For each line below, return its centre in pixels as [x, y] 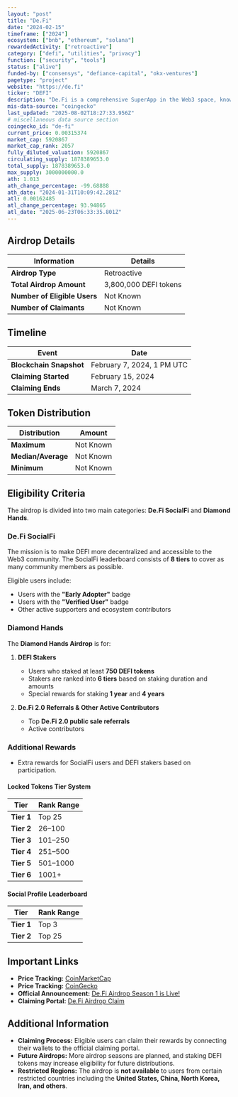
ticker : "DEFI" [30, 93]
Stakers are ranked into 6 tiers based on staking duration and [118, 679]
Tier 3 [21, 841]
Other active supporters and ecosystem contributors [94, 610]
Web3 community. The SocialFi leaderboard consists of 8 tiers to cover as [116, 559]
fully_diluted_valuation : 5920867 [58, 153]
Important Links [43, 961]
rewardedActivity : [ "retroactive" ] [60, 47]
